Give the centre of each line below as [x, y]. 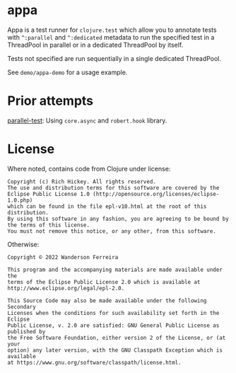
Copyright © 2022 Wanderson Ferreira [63, 257]
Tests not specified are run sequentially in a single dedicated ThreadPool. [114, 58]
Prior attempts [51, 101]
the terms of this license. [49, 225]
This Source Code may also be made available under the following [107, 300]
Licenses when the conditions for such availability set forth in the [113, 313]
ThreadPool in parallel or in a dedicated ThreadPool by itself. [95, 45]
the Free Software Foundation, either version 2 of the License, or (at [117, 338]
